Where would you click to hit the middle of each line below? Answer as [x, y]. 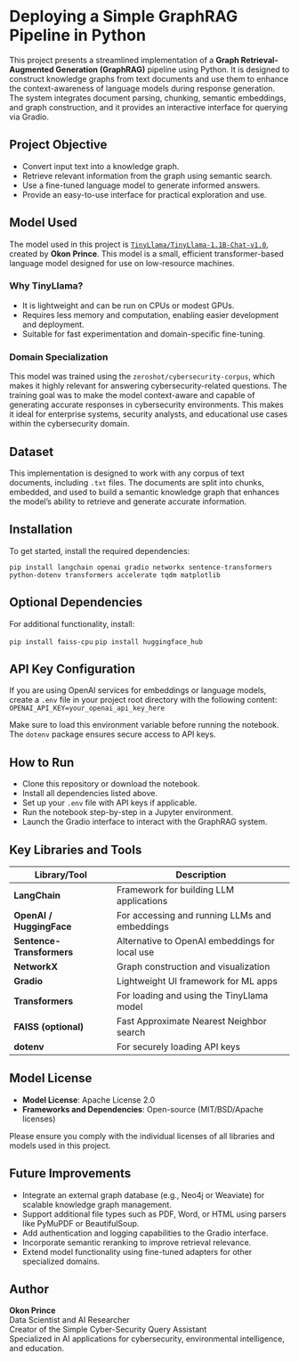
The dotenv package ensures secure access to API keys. [113, 734]
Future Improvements [70, 1174]
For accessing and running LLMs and [194, 916]
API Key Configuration [73, 668]
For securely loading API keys [178, 1047]
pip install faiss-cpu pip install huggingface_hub [106, 642]
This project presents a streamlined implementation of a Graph [124, 60]
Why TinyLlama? [46, 286]
